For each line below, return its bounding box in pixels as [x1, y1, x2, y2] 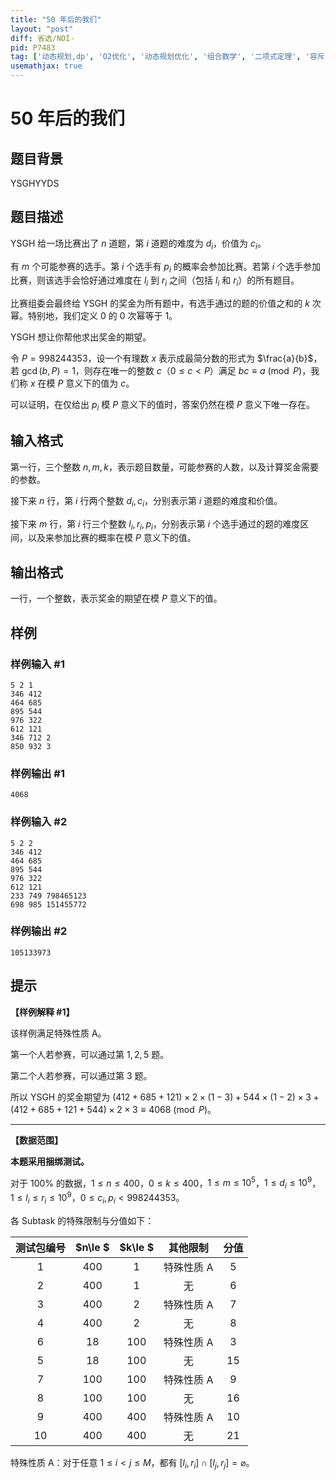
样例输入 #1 [10, 657, 65, 671]
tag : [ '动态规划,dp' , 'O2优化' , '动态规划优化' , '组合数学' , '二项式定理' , [10, 52, 302, 62]
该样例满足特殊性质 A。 [10, 1027, 107, 1039]
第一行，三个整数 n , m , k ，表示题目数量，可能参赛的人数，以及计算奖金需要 [10, 461, 319, 473]
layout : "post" [10, 24, 74, 34]
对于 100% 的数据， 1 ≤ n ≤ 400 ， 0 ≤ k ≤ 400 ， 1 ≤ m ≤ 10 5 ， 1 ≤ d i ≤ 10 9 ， [10, 1175, 322, 1191]
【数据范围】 [10, 1134, 63, 1146]
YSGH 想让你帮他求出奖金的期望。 [10, 331, 152, 343]
